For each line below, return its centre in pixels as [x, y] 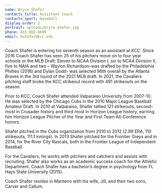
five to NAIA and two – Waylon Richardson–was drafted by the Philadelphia [80, 66]
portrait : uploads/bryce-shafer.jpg [42, 28]
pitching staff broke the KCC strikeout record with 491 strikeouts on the [76, 81]
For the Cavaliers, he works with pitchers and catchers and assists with [76, 156]
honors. [13, 122]
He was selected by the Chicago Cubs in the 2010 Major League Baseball [78, 101]
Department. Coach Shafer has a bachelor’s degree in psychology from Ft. [80, 166]
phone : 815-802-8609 [26, 32]
